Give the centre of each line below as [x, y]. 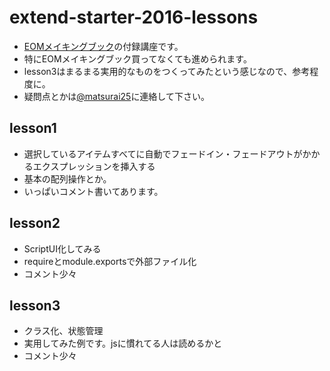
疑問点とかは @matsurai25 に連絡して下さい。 [116, 96]
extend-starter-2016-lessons [134, 17]
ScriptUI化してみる [62, 248]
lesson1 [33, 128]
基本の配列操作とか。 [67, 178]
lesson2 [35, 223]
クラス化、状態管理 [63, 331]
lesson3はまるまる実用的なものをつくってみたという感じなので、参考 [167, 71]
